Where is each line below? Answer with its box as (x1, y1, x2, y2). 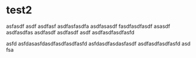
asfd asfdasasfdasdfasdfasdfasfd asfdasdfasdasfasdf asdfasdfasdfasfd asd (6, 40, 191, 47)
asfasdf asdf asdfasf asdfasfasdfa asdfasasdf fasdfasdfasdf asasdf (6, 23, 171, 30)
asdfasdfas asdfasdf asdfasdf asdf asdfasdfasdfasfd (6, 28, 135, 35)
